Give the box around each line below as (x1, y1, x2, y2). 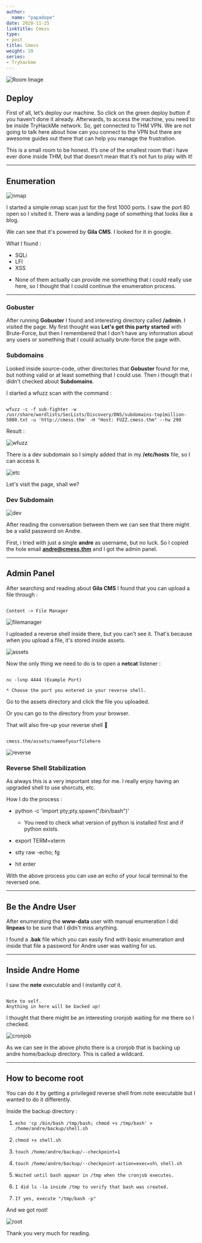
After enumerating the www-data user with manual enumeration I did (6, 917, 179, 925)
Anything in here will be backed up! (6, 1003, 101, 1010)
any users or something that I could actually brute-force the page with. (6, 336, 182, 344)
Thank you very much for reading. (6, 1229, 91, 1236)
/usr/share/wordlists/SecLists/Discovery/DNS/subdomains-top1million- (6, 411, 187, 418)
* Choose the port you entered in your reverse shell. (6, 687, 147, 693)
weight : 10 (6, 48, 34, 54)
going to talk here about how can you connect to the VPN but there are (6, 128, 182, 136)
